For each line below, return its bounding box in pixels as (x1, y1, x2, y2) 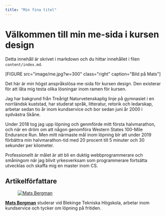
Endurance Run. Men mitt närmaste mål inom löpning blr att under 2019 (5, 132, 152, 138)
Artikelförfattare (5, 177, 57, 185)
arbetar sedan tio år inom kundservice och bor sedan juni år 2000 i (5, 106, 143, 112)
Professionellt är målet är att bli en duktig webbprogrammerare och (5, 152, 143, 158)
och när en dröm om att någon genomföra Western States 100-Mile (5, 126, 143, 132)
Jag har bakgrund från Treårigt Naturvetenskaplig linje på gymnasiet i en (5, 95, 155, 101)
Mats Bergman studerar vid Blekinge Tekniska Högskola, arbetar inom (5, 200, 150, 206)
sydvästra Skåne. (5, 111, 41, 117)
